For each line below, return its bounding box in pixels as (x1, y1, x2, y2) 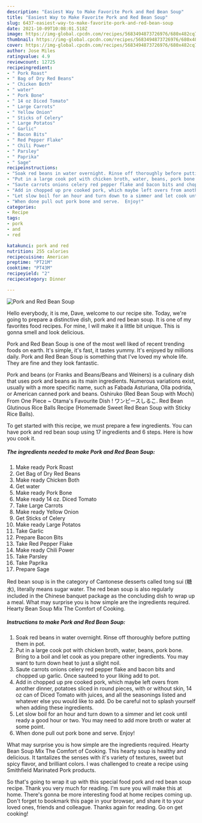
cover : (7, 43, 23, 49)
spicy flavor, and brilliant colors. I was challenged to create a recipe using (7, 760, 188, 767)
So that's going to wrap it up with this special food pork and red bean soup (7, 778, 191, 785)
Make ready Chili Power (15, 546, 74, 554)
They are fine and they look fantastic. (7, 359, 99, 367)
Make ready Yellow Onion (15, 508, 79, 515)
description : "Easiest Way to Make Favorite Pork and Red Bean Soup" (7, 8, 185, 15)
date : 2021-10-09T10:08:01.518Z (7, 25, 88, 32)
